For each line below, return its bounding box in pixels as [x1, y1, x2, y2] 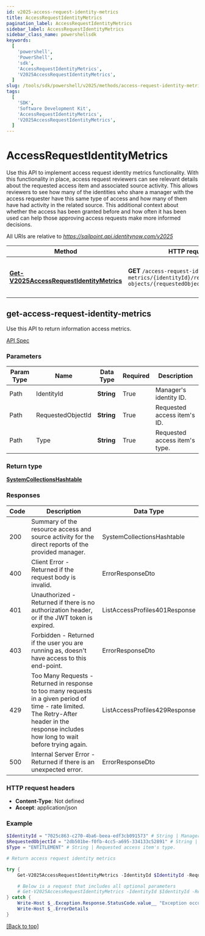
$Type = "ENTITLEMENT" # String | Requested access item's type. [6, 844, 176, 851]
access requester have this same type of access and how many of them [6, 195, 187, 202]
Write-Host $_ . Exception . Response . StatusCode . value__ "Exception [17, 900, 187, 907]
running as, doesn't [31, 646, 87, 655]
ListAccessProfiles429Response [102, 706, 196, 714]
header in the [31, 717, 70, 725]
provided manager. [31, 548, 86, 556]
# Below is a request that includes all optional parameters [17, 883, 176, 889]
